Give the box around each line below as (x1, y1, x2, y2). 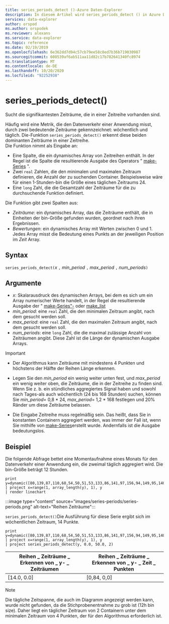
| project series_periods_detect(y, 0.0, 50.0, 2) (5, 542, 114, 547)
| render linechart (5, 490, 46, 495)
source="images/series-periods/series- (56, 498, 139, 504)
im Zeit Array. (12, 236, 41, 242)
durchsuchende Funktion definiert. (12, 190, 84, 196)
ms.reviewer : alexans (5, 31, 51, 36)
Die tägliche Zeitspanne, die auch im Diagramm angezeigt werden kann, (5, 597, 154, 603)
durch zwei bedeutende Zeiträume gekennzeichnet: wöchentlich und (5, 127, 148, 133)
